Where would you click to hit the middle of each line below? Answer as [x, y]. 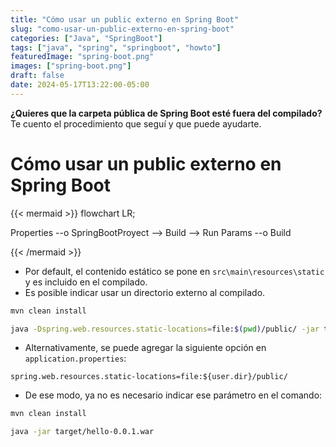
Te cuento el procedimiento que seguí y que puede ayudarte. [136, 123]
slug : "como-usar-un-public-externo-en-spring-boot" [122, 29]
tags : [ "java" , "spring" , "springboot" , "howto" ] [116, 47]
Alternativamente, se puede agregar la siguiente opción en [145, 348]
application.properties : [75, 358]
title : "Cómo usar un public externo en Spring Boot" [125, 19]
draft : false [37, 76]
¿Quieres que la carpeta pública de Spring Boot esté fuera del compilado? [166, 113]
